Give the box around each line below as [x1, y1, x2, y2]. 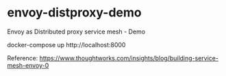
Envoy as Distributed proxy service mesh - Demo [7, 27, 146, 36]
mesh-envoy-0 [7, 61, 49, 69]
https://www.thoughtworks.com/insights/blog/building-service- [39, 53, 219, 62]
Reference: [7, 53, 38, 62]
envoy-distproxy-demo [7, 5, 142, 21]
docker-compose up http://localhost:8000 [7, 40, 126, 49]
